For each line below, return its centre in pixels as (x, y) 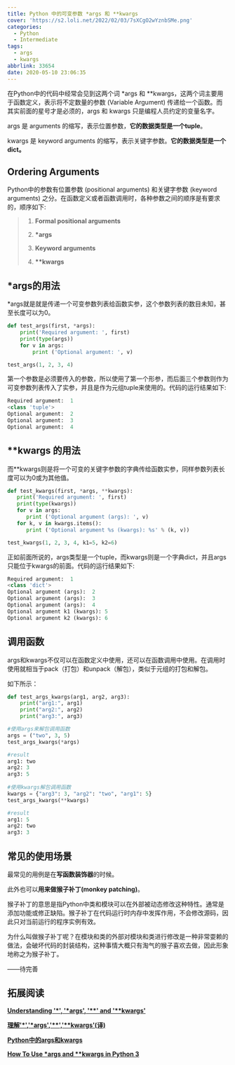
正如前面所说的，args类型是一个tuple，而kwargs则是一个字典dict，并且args (117, 557)
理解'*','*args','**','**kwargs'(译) (56, 1025)
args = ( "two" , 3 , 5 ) (39, 735)
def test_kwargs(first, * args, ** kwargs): (70, 491)
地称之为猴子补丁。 (35, 954)
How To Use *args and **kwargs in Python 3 (73, 1054)
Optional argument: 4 (40, 427)
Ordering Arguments (53, 171)
